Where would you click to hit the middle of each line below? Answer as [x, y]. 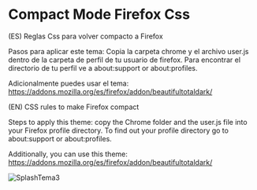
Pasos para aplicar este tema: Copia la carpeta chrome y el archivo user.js [128, 51]
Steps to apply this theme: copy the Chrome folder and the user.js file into [128, 122]
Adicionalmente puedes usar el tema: [69, 83]
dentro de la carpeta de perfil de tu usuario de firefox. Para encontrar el [125, 60]
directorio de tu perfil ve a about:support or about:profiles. [103, 68]
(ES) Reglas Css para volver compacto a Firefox [86, 36]
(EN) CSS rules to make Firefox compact [74, 107]
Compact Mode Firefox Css [99, 15]
